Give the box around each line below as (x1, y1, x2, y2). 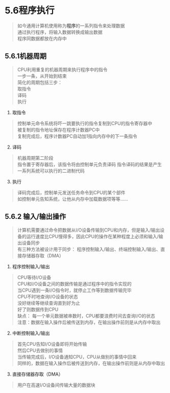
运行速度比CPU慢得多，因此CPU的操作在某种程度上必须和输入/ (26, 233, 159, 239)
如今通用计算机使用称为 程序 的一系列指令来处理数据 (17, 23, 125, 29)
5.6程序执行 (5, 5, 55, 16)
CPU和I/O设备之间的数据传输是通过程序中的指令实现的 (17, 280, 132, 287)
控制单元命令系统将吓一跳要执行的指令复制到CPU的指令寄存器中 (17, 120, 153, 126)
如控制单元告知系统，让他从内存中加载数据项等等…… (17, 196, 128, 202)
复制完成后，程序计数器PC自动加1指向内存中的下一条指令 (17, 133, 137, 139)
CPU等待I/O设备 (17, 274, 52, 280)
